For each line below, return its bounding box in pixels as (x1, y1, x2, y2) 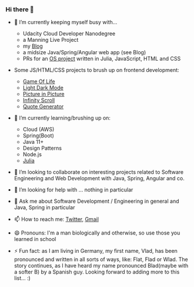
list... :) (14, 275, 31, 282)
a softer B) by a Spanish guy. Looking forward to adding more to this (14, 268, 180, 276)
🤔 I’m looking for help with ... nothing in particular (14, 186, 133, 193)
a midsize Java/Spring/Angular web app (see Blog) (22, 49, 146, 56)
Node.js (22, 151, 42, 158)
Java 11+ (22, 138, 44, 146)
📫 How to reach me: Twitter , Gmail (14, 216, 99, 223)
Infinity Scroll (22, 97, 55, 104)
